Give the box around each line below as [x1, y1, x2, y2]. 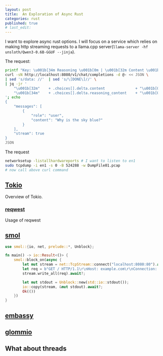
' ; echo [5, 95, 21, 100]
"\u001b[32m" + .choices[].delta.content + [14, 86, 138, 91]
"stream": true [14, 131, 45, 136]
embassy [5, 311, 34, 319]
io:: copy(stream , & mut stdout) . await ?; [22, 284, 103, 289]
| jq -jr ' [5, 81, 27, 86]
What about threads [5, 344, 67, 353]
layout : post [5, 7, 32, 12]
